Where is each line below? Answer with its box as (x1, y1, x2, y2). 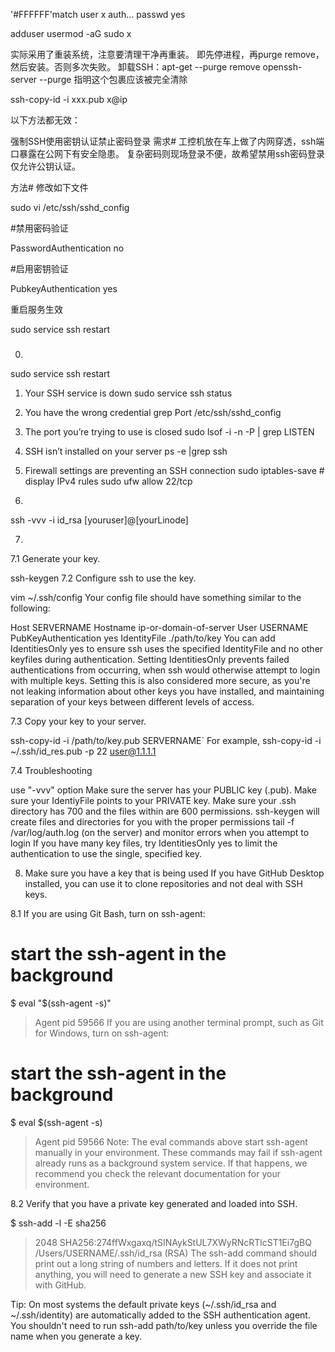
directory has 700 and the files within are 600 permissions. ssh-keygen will (10, 805, 320, 817)
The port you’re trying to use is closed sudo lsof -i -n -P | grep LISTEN (24, 425, 315, 438)
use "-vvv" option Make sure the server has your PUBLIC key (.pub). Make (10, 784, 317, 796)
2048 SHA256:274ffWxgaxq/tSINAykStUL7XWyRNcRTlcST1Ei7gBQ (34, 1236, 312, 1248)
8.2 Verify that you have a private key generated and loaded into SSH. (10, 1197, 298, 1209)
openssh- (262, 61, 303, 73)
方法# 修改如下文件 (10, 182, 89, 193)
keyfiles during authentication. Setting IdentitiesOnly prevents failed (10, 653, 290, 665)
